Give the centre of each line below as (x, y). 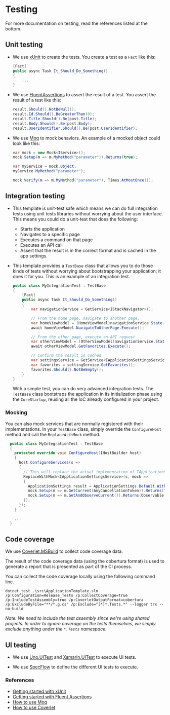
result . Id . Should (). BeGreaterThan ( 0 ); (53, 114)
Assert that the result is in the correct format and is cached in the (88, 250)
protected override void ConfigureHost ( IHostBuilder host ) (78, 453)
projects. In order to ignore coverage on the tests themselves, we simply (80, 624)
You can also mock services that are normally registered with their (74, 424)
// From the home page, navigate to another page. (86, 318)
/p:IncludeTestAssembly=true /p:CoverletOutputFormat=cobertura (74, 600)
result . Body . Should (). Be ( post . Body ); (52, 123)
